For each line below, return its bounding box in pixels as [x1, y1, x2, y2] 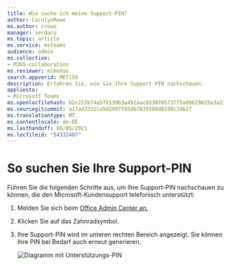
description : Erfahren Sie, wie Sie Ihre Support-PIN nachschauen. [7, 80, 205, 87]
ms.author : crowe [7, 23, 57, 29]
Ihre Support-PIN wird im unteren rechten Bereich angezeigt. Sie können [16, 230, 223, 239]
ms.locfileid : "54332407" [7, 131, 81, 138]
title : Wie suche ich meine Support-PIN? [7, 10, 128, 17]
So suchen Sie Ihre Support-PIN [7, 160, 192, 176]
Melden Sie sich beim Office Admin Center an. [16, 204, 148, 213]
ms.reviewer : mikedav [7, 67, 69, 74]
